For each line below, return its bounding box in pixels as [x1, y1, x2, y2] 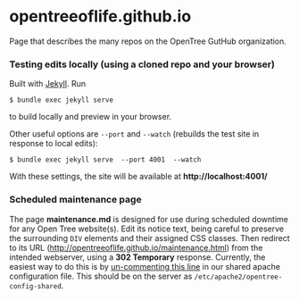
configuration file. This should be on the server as [9, 271, 193, 281]
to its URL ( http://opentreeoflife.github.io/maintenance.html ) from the [9, 242, 263, 253]
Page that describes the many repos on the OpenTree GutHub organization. [9, 36, 287, 46]
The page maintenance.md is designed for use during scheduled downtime [9, 213, 288, 224]
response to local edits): [9, 138, 98, 149]
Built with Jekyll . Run [9, 79, 87, 89]
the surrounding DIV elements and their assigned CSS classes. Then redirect [9, 232, 290, 243]
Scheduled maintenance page [9, 194, 142, 206]
